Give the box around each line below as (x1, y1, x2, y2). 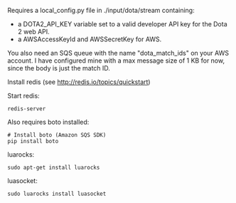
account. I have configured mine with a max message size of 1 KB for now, (7, 56, 225, 65)
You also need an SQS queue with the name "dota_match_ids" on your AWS (7, 49, 230, 57)
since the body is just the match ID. (7, 64, 110, 72)
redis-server (7, 105, 46, 113)
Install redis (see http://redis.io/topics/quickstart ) (7, 78, 151, 86)
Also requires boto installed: (7, 118, 90, 126)
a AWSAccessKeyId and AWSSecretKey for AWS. (17, 35, 162, 43)
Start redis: (7, 92, 41, 100)
